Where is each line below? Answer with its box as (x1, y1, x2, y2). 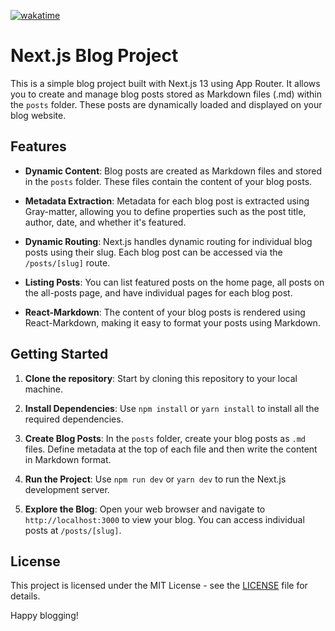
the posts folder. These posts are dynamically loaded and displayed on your (10, 98, 323, 110)
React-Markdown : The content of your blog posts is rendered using (24, 306, 306, 318)
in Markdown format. (24, 453, 112, 465)
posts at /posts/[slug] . (24, 524, 122, 536)
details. (10, 590, 41, 602)
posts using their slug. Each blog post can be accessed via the (24, 246, 283, 258)
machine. (24, 383, 64, 395)
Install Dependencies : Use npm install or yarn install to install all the (24, 402, 320, 414)
